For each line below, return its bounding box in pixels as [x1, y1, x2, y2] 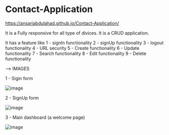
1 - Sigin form [5, 75, 33, 81]
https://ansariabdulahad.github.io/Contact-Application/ [5, 20, 120, 26]
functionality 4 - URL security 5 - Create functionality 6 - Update [5, 45, 140, 51]
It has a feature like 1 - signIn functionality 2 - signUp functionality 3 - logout [5, 39, 164, 46]
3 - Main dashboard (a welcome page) [5, 114, 85, 120]
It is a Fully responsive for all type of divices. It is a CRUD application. [5, 30, 149, 36]
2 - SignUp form [5, 95, 39, 101]
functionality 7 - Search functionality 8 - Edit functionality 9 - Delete [5, 50, 146, 56]
